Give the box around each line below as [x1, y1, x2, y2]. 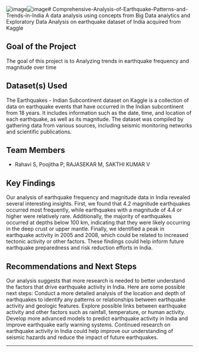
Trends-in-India [6, 12, 44, 19]
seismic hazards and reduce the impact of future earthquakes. [6, 334, 159, 341]
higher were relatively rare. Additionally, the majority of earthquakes [6, 213, 172, 220]
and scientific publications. [6, 128, 72, 135]
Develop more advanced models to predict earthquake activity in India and [6, 315, 188, 322]
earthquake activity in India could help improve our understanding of [6, 328, 174, 335]
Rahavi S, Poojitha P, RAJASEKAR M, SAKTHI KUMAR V [14, 161, 150, 168]
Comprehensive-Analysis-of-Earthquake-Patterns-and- [52, 6, 188, 12]
